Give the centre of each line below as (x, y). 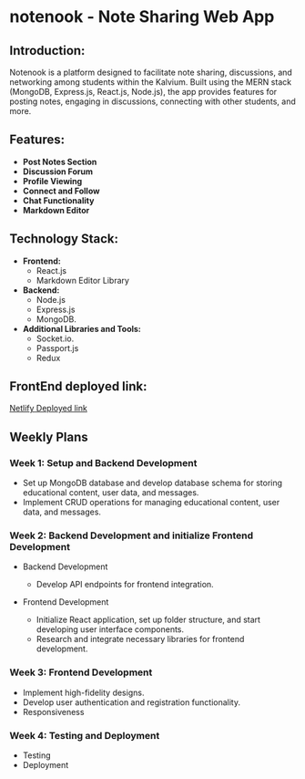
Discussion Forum (58, 171)
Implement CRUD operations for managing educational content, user (151, 503)
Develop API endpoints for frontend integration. (125, 585)
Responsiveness (53, 711)
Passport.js (57, 348)
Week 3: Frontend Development (81, 672)
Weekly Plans (49, 436)
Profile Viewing (52, 181)
